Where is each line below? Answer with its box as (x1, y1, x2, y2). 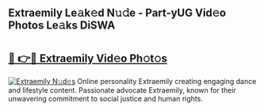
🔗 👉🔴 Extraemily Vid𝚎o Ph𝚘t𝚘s (8, 52, 168, 65)
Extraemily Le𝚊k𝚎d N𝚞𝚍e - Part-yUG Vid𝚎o (8, 6, 227, 20)
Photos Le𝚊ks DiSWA (8, 19, 116, 33)
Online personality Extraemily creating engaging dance (77, 77, 257, 86)
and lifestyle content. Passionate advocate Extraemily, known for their (8, 86, 236, 94)
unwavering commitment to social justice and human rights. (8, 94, 204, 103)
